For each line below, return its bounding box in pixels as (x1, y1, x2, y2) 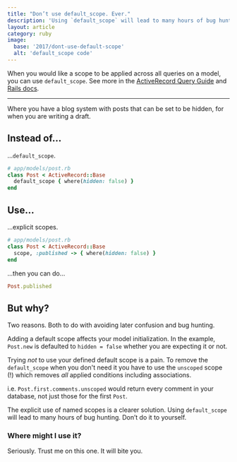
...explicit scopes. (7, 223, 59, 231)
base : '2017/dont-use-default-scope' (13, 43, 125, 50)
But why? (7, 302, 49, 314)
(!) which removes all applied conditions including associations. (7, 371, 192, 379)
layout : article (7, 23, 55, 30)
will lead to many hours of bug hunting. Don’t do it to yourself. (7, 413, 187, 422)
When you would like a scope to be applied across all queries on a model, (7, 69, 221, 78)
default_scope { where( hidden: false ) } (13, 178, 134, 185)
